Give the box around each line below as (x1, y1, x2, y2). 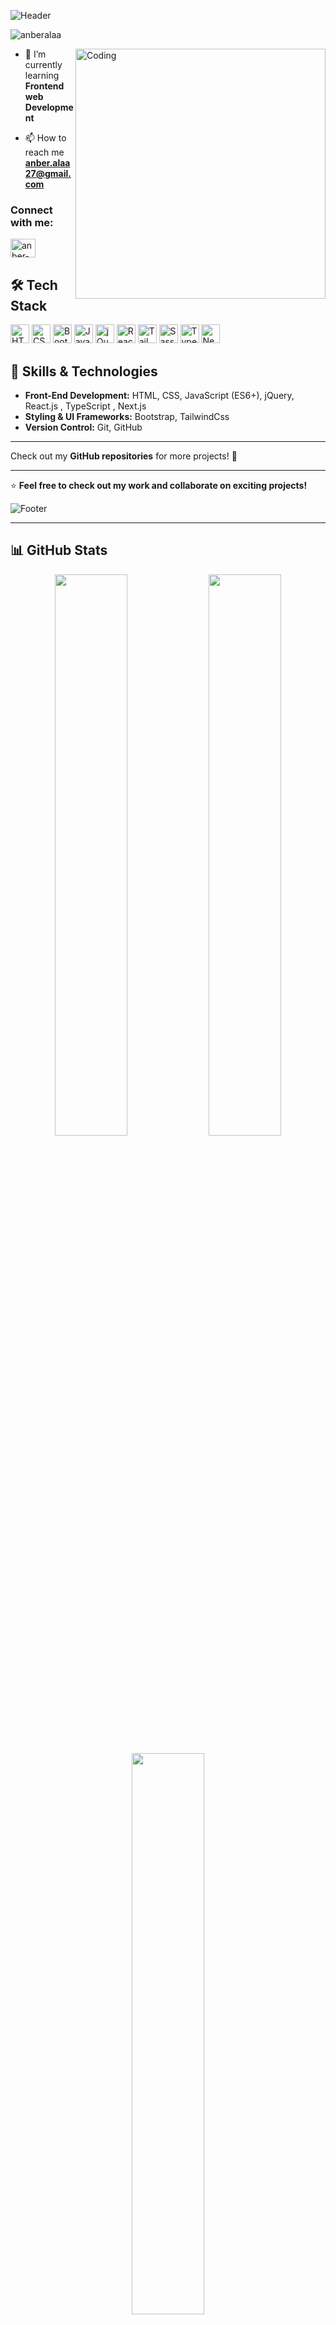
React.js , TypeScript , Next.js (24, 400, 147, 412)
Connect (10, 203, 53, 217)
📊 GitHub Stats (10, 542, 108, 559)
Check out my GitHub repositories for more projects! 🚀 (10, 450, 238, 462)
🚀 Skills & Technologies (10, 363, 158, 380)
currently (24, 59, 63, 70)
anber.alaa (24, 157, 71, 169)
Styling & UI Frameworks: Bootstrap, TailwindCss (24, 410, 230, 422)
